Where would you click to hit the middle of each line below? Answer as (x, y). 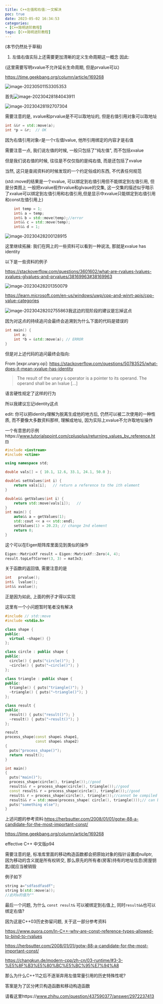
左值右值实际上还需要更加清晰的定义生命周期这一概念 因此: (71, 57)
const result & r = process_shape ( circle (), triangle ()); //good (74, 791)
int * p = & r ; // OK (26, 130)
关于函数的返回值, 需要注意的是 (36, 568)
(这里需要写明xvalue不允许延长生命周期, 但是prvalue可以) (62, 67)
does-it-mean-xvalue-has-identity (39, 368)
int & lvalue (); (21, 582)
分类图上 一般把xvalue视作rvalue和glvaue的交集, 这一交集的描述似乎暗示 (81, 187)
